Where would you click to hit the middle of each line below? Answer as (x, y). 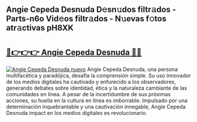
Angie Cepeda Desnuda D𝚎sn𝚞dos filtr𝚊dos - (91, 10)
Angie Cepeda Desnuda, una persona (133, 69)
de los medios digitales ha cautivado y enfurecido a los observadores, (91, 82)
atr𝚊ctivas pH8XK (40, 28)
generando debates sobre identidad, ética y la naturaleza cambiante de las (96, 88)
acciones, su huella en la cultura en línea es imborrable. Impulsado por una (97, 100)
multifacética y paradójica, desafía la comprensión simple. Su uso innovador (98, 75)
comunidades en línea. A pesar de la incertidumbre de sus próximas (89, 94)
